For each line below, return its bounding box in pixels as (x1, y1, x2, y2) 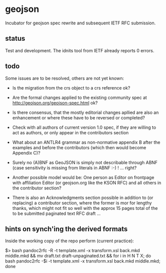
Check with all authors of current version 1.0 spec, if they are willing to (12, 124, 156, 130)
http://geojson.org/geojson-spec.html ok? (12, 99, 98, 105)
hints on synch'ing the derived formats (5, 225, 128, 233)
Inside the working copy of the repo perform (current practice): (5, 238, 134, 244)
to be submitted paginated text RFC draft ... (12, 210, 101, 216)
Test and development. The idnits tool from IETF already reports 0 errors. (5, 47, 155, 53)
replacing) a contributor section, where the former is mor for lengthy (12, 200, 152, 206)
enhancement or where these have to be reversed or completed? (12, 114, 145, 120)
